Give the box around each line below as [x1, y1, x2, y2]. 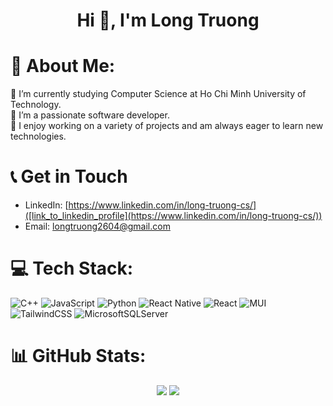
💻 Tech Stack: [10, 257, 134, 280]
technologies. [10, 130, 67, 143]
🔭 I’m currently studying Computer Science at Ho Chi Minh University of [10, 88, 307, 100]
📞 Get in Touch [10, 165, 128, 188]
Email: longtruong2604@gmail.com [24, 220, 171, 233]
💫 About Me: [10, 55, 116, 78]
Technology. [10, 99, 62, 111]
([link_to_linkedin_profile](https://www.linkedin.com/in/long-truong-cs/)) [24, 210, 323, 222]
